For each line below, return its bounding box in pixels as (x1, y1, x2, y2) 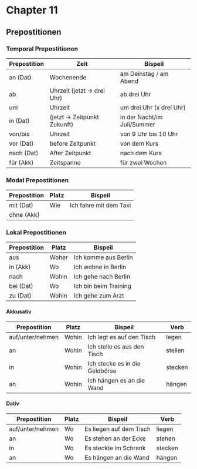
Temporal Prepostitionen (6, 45, 79, 53)
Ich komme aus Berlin (73, 253, 133, 262)
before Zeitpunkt (49, 139, 96, 148)
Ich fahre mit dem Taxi (70, 201, 131, 209)
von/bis (9, 130, 30, 138)
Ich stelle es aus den (87, 342, 144, 350)
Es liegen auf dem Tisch (84, 424, 151, 433)
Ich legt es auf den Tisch (87, 333, 156, 341)
